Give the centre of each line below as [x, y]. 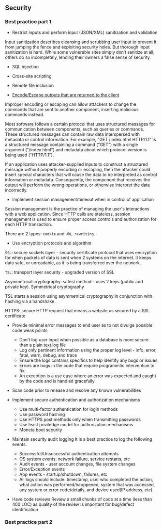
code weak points [30, 330]
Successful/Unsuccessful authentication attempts [69, 453]
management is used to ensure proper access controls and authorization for [81, 219]
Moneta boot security [41, 430]
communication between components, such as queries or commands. [74, 129]
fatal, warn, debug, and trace [48, 355]
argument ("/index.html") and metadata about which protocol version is [76, 149]
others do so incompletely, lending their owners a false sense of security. [78, 57]
